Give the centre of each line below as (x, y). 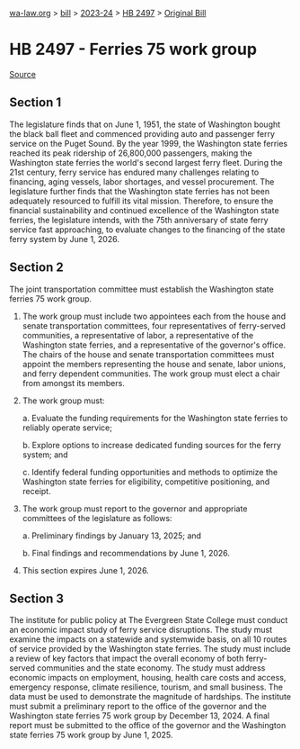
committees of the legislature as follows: (97, 518)
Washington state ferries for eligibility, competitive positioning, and (146, 482)
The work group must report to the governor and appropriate (135, 509)
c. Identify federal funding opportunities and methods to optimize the (150, 472)
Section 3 (37, 598)
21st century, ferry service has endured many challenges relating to (134, 172)
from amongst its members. (74, 383)
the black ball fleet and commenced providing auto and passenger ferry (142, 133)
